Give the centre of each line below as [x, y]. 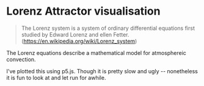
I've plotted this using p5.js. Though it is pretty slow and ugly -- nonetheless [102, 71]
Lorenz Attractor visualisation [83, 11]
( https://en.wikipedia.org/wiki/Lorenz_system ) [79, 41]
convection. [21, 59]
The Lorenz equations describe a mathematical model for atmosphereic [96, 52]
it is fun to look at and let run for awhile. [56, 77]
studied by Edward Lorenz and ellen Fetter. [75, 34]
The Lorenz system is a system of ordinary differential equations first [108, 28]
